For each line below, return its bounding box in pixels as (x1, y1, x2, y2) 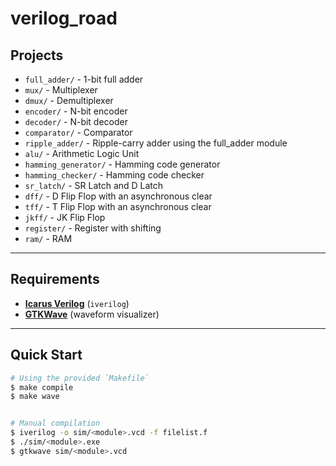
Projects (10, 47, 64, 64)
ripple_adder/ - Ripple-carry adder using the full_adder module (24, 137, 288, 149)
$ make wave (10, 392, 60, 402)
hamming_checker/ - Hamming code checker (24, 169, 205, 181)
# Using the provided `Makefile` (10, 373, 150, 383)
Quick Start (10, 347, 83, 364)
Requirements (10, 271, 100, 288)
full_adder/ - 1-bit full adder (24, 73, 144, 85)
